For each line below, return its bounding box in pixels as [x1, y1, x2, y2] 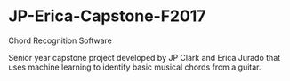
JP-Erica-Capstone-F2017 [8, 6, 206, 26]
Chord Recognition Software [8, 35, 113, 46]
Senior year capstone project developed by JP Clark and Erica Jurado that [8, 52, 281, 63]
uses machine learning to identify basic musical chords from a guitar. [8, 62, 262, 72]
